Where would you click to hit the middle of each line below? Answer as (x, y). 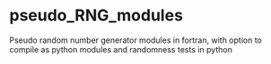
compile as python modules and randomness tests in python (121, 49)
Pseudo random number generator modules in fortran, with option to (135, 40)
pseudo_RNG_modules (96, 16)
